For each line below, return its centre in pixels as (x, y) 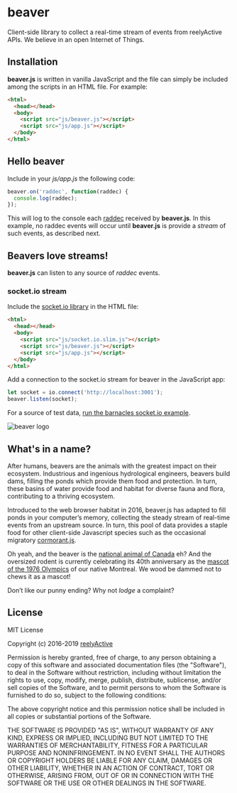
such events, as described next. (54, 233)
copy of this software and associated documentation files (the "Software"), (117, 664)
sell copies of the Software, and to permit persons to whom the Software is (117, 687)
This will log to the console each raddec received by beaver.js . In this (109, 218)
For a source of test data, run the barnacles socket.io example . (99, 413)
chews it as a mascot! (39, 576)
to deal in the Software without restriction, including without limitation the (114, 672)
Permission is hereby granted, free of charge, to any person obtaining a (112, 657)
